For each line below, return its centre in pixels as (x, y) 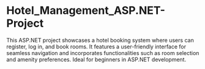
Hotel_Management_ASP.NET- (86, 11)
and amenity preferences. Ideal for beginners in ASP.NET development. (96, 59)
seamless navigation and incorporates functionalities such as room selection (103, 53)
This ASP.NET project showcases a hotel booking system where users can (100, 40)
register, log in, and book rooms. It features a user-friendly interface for (96, 47)
